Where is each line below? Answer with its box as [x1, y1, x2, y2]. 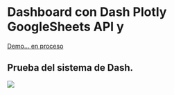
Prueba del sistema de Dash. [7, 62, 134, 74]
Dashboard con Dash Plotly [7, 4, 167, 20]
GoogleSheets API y [7, 19, 125, 35]
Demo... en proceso [7, 42, 64, 50]
